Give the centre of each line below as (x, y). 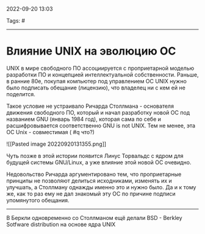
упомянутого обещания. (38, 200)
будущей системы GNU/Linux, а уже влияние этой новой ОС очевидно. (99, 162)
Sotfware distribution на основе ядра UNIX (61, 224)
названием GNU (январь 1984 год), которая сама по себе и (84, 119)
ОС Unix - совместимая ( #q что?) (50, 132)
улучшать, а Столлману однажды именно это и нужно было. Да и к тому (101, 187)
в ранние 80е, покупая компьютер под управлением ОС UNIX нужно (97, 81)
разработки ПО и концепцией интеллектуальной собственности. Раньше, (103, 74)
